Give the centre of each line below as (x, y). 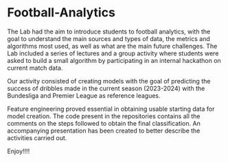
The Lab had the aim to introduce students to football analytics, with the (109, 31)
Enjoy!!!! (19, 151)
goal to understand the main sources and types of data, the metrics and (109, 38)
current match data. (35, 68)
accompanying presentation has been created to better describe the (104, 131)
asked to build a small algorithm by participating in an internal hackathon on (114, 60)
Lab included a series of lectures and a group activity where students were (113, 53)
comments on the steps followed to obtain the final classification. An (104, 123)
